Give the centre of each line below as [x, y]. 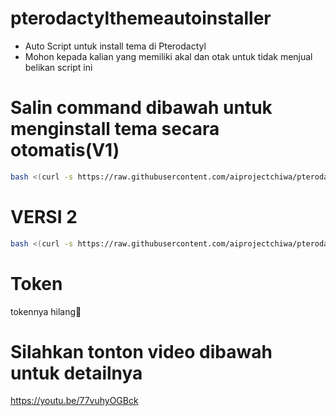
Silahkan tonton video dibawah [141, 351]
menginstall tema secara [115, 129]
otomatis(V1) [65, 150]
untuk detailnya [76, 373]
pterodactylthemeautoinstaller [141, 18]
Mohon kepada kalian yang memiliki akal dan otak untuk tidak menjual [168, 56]
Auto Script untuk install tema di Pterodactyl [115, 46]
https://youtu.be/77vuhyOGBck [74, 401]
